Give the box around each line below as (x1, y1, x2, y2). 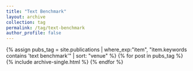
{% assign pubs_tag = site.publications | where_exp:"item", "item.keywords (6, 46, 187, 53)
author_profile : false (6, 30, 61, 36)
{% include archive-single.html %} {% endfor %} (6, 59, 124, 66)
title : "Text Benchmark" (6, 8, 67, 15)
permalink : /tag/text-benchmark (6, 24, 85, 31)
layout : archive (6, 14, 46, 20)
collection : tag (6, 19, 46, 25)
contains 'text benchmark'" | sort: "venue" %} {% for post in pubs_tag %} (6, 52, 184, 59)
